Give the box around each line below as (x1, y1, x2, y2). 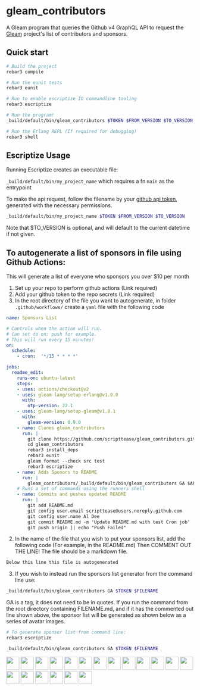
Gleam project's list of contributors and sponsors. (6, 30, 128, 37)
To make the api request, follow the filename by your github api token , (6, 195, 177, 203)
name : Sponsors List (6, 315, 58, 321)
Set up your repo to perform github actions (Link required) (14, 285, 158, 291)
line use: (14, 576, 36, 584)
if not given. (6, 230, 36, 238)
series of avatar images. (6, 618, 65, 625)
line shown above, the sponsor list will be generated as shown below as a (6, 611, 186, 619)
